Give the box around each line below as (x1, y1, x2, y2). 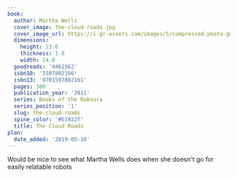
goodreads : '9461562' (13, 63, 78, 70)
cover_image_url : (13, 30, 65, 38)
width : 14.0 (20, 57, 55, 64)
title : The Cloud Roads (13, 122, 84, 130)
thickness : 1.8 (20, 50, 65, 57)
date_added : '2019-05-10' (13, 135, 91, 143)
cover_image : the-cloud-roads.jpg (13, 23, 115, 30)
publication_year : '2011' (13, 89, 91, 96)
